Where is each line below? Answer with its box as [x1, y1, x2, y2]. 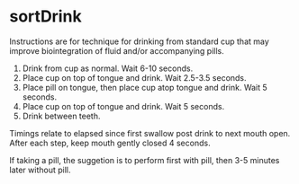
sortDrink [9, 6, 83, 27]
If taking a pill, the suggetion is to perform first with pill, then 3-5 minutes [9, 154, 280, 165]
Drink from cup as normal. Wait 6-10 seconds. [22, 63, 194, 74]
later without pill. [9, 164, 71, 175]
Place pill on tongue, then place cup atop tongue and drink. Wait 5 [22, 82, 267, 92]
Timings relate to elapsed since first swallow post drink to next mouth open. [9, 127, 291, 138]
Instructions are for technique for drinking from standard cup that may [9, 36, 270, 47]
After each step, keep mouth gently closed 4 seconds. [9, 137, 211, 148]
